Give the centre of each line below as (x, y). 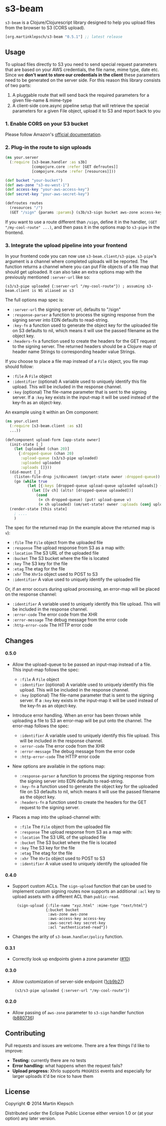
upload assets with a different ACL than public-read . (66, 897)
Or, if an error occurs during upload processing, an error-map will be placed (82, 589)
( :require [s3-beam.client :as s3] (46, 426)
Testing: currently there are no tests (49, 1060)
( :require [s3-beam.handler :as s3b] (48, 162)
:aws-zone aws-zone (68, 915)
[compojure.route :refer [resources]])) (74, 171)
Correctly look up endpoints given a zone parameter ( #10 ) (71, 959)
